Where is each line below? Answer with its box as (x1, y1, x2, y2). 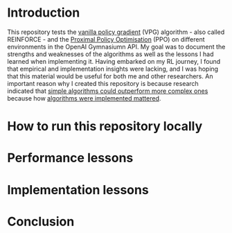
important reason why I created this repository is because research (7, 79, 199, 87)
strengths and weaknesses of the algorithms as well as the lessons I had (7, 50, 214, 58)
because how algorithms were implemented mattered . (7, 94, 161, 102)
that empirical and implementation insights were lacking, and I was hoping (7, 64, 219, 73)
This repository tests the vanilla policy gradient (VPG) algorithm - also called (7, 28, 225, 36)
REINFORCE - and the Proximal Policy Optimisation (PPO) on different (7, 35, 206, 43)
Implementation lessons (7, 182, 149, 198)
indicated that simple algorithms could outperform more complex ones (7, 87, 208, 95)
